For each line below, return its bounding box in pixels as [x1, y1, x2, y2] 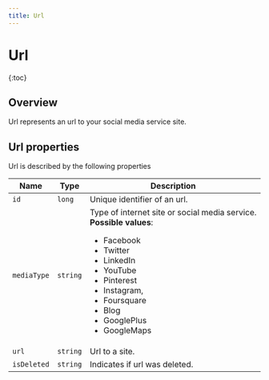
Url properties [8, 140, 80, 154]
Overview [8, 95, 58, 109]
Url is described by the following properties [8, 162, 151, 171]
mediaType [12, 271, 50, 280]
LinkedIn [102, 255, 136, 266]
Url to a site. [89, 346, 135, 357]
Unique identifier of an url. [89, 194, 188, 205]
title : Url [8, 11, 45, 20]
